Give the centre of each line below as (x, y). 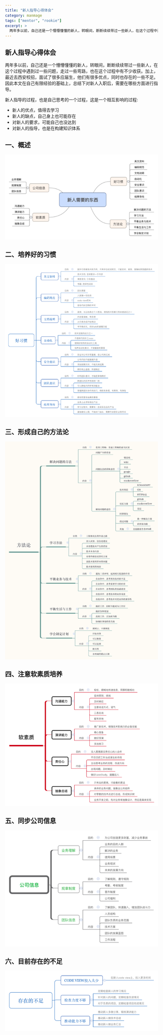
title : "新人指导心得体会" (29, 10)
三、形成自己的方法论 (37, 432)
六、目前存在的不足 (34, 961)
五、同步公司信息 (31, 821)
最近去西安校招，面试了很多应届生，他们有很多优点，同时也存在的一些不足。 (81, 77)
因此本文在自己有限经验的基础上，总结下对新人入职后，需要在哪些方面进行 (79, 83)
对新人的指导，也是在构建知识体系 (46, 128)
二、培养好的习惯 (31, 254)
